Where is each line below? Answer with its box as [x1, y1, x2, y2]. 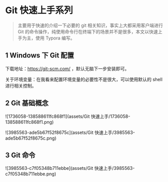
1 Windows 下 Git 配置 [5, 51, 74, 60]
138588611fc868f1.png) [5, 119, 54, 125]
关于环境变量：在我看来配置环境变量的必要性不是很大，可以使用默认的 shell [5, 76, 163, 82]
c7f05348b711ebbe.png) [5, 171, 57, 177]
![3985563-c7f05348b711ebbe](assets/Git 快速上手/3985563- [5, 165, 135, 171]
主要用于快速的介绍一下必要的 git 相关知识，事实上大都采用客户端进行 [17, 22, 163, 28]
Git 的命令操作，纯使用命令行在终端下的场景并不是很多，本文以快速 [17, 28, 158, 34]
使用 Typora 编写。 [35, 35, 75, 41]
